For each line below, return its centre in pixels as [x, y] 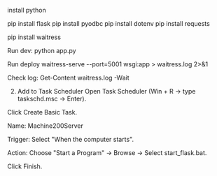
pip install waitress [34, 37]
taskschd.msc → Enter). [52, 98]
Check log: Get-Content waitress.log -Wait [68, 78]
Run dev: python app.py [42, 51]
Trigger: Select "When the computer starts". [71, 139]
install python [27, 10]
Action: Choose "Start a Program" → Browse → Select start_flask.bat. [107, 153]
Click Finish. [25, 166]
